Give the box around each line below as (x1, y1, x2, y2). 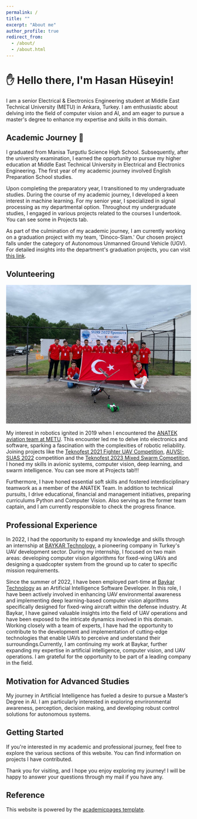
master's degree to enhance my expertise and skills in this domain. (6, 116, 168, 123)
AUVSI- (166, 448, 185, 455)
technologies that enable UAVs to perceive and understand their (6, 634, 161, 642)
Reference (6, 790, 45, 800)
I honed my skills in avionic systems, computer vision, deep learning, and (6, 461, 183, 468)
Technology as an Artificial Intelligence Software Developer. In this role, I (6, 584, 181, 592)
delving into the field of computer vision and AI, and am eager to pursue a (6, 109, 185, 117)
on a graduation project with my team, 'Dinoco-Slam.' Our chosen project (6, 233, 183, 241)
